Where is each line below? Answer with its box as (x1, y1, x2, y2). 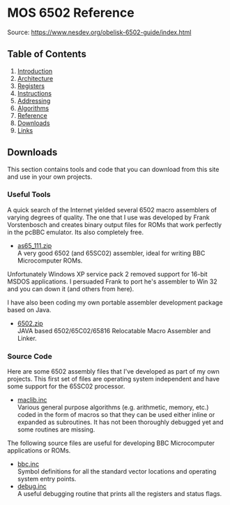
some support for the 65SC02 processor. (7, 382, 125, 390)
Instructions (17, 89, 52, 97)
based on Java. (7, 305, 52, 314)
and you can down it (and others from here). (7, 284, 135, 293)
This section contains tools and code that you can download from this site (7, 165, 220, 173)
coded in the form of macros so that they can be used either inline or (17, 411, 215, 419)
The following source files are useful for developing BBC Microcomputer (7, 439, 215, 448)
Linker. (17, 334, 37, 342)
